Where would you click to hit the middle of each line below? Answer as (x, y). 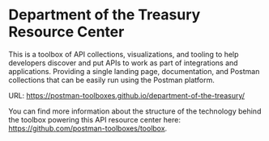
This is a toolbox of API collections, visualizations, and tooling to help (124, 54)
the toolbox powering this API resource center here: (94, 119)
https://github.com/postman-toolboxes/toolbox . (88, 128)
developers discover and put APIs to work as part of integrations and (123, 63)
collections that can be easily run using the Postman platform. (111, 80)
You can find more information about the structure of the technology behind (135, 111)
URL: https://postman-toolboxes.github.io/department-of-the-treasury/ (127, 95)
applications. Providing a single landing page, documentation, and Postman (134, 71)
